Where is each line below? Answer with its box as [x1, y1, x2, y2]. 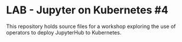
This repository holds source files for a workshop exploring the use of [6, 23, 176, 30]
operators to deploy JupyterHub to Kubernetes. [6, 29, 122, 36]
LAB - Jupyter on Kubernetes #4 [6, 3, 168, 17]
